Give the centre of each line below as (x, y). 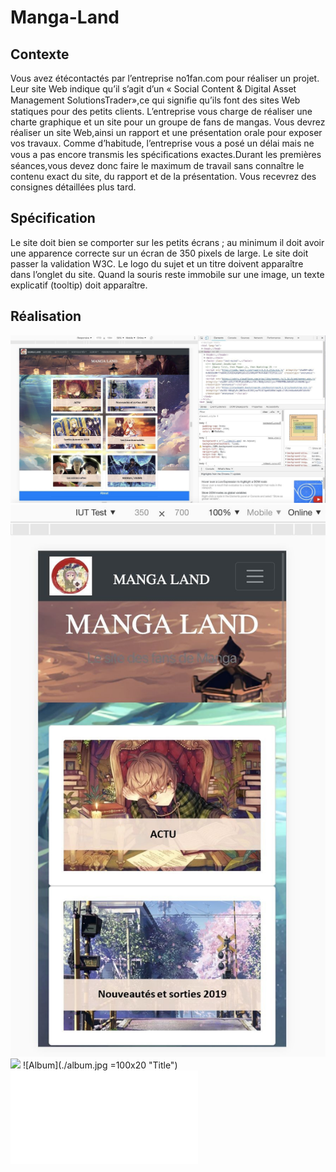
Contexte (40, 54)
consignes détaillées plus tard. (73, 187)
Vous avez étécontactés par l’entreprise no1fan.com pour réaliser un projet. (165, 78)
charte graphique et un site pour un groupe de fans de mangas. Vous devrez (168, 122)
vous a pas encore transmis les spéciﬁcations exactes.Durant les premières (166, 154)
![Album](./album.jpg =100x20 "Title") (100, 1065)
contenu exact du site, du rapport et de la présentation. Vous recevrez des (163, 176)
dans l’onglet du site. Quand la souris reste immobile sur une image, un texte (167, 274)
